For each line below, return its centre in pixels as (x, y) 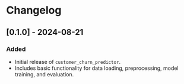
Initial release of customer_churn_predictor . (67, 62)
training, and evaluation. (44, 74)
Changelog (34, 10)
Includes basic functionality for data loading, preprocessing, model (97, 68)
